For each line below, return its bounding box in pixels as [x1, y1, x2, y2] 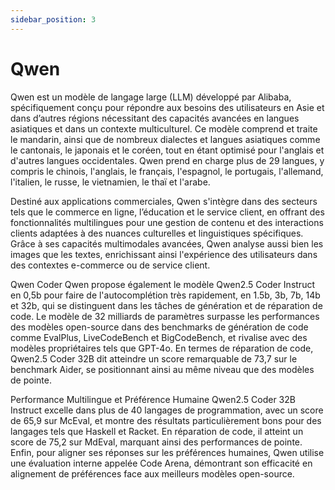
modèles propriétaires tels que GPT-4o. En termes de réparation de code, [10, 342, 314, 354]
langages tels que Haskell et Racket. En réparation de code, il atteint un [10, 425, 304, 437]
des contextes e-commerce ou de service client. [10, 259, 211, 271]
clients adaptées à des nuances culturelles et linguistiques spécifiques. [10, 227, 304, 239]
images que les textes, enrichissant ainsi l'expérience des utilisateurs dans [10, 248, 318, 260]
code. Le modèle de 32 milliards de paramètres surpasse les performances [10, 310, 320, 322]
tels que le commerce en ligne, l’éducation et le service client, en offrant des [10, 206, 325, 218]
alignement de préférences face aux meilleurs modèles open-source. [10, 467, 295, 480]
